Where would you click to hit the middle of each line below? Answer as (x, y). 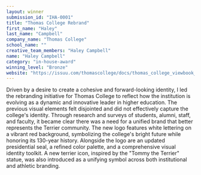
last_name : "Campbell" (34, 34)
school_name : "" (26, 45)
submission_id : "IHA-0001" (40, 17)
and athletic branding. (33, 166)
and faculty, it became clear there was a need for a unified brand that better (100, 122)
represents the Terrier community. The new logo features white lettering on (99, 128)
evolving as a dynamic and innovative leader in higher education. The (92, 103)
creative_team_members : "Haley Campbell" (59, 51)
